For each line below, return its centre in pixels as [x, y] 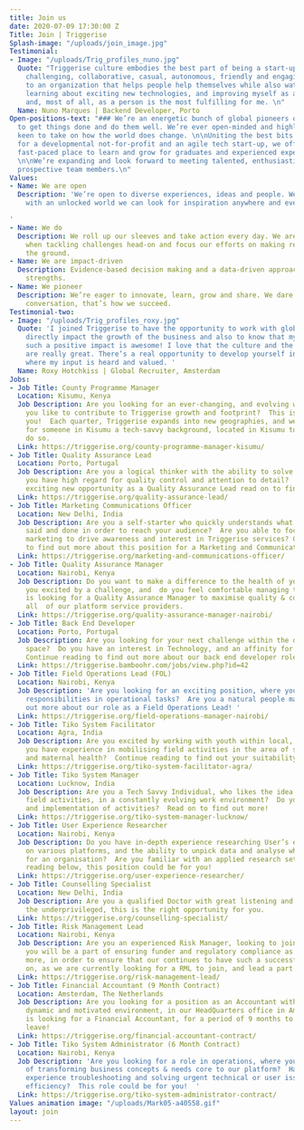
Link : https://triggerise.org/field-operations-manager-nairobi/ [143, 716]
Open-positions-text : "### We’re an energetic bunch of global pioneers [149, 119]
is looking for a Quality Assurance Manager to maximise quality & [155, 599]
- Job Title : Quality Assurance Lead [81, 455]
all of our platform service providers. [104, 607]
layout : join [34, 1111]
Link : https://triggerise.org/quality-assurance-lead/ [123, 497]
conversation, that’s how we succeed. [99, 303]
